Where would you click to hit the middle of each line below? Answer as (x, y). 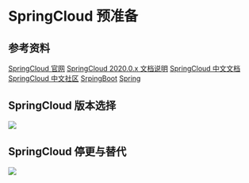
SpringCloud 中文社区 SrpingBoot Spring (75, 78)
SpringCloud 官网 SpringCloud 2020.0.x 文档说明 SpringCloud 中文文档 (125, 69)
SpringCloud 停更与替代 (67, 152)
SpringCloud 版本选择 (62, 106)
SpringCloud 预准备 (73, 16)
